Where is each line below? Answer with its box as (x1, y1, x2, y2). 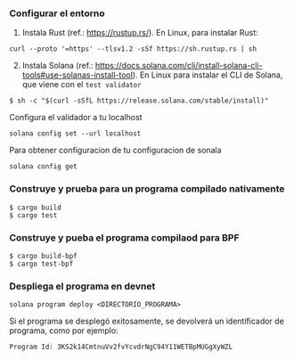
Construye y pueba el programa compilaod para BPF (9, 231, 240, 243)
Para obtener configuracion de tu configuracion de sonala (9, 145, 222, 156)
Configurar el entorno (9, 7, 105, 20)
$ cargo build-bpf (9, 251, 78, 260)
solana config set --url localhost (9, 129, 142, 138)
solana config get (9, 162, 78, 171)
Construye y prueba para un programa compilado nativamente (9, 183, 285, 195)
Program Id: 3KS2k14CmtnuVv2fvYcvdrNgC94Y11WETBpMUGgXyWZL (9, 342, 233, 352)
